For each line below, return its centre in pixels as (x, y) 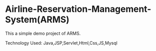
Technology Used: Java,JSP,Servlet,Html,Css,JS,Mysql (61, 43)
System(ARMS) (37, 20)
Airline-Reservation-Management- (78, 9)
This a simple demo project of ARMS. (43, 33)
